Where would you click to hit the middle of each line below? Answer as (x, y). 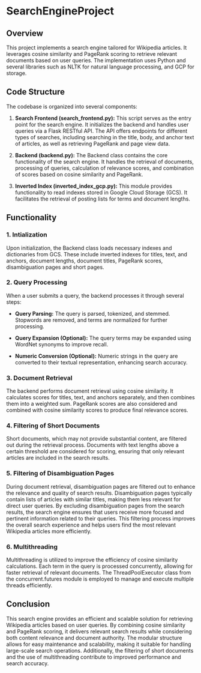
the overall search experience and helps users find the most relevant (91, 525)
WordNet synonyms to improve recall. (61, 344)
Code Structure (35, 92)
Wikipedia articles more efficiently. (49, 531)
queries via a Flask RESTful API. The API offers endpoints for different (101, 131)
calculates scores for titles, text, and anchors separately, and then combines (100, 397)
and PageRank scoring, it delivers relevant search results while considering (99, 631)
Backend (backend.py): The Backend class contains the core (91, 155)
